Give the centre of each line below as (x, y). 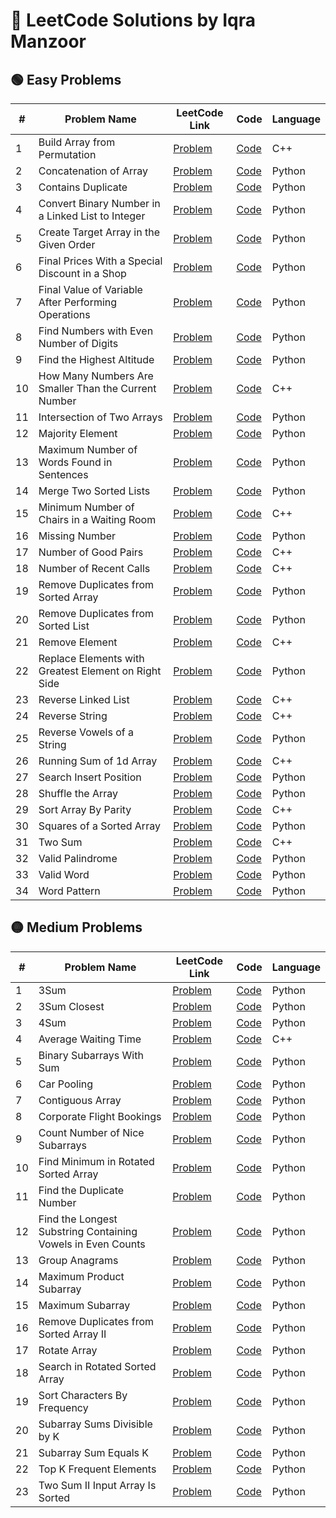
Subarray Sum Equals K (94, 1452)
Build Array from (77, 142)
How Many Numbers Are (96, 376)
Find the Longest (78, 1219)
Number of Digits (78, 343)
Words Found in (75, 462)
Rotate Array (68, 1350)
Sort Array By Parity (85, 809)
